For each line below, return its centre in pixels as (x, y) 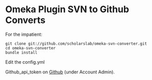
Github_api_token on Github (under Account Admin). (60, 72)
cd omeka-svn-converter (31, 48)
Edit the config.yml (25, 62)
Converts (26, 20)
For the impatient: (24, 34)
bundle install (21, 52)
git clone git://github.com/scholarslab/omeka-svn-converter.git (76, 44)
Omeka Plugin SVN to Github (67, 9)
